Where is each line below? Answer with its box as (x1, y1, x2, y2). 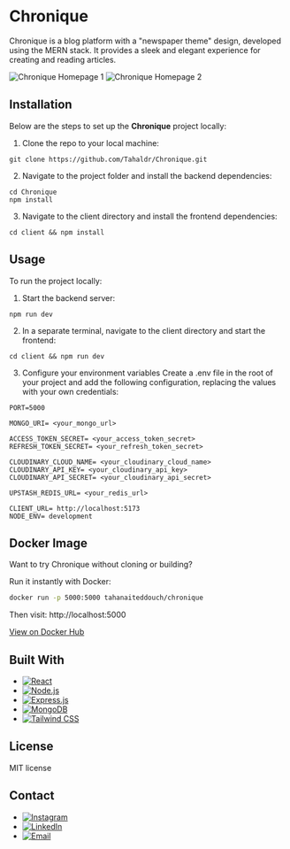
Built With (9, 652, 65, 668)
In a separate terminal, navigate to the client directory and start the (21, 325, 266, 336)
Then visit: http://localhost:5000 (9, 609, 126, 621)
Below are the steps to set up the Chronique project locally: (9, 120, 227, 131)
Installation (9, 97, 72, 112)
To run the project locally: (9, 275, 103, 286)
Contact (9, 788, 55, 803)
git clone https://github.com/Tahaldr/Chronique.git (9, 155, 208, 164)
